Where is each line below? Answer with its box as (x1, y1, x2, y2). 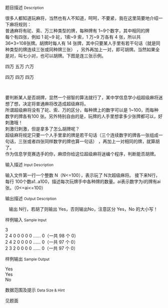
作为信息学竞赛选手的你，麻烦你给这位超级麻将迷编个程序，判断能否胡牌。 (5, 151, 158, 157)
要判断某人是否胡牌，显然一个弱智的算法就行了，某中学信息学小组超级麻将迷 (5, 94, 163, 100)
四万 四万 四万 (5, 74, 34, 80)
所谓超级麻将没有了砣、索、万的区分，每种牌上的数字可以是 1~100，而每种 (5, 107, 159, 113)
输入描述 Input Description (5, 162, 54, 168)
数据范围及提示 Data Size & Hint (5, 287, 65, 293)
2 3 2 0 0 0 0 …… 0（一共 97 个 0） (5, 245, 78, 251)
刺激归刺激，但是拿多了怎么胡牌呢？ (5, 126, 80, 131)
